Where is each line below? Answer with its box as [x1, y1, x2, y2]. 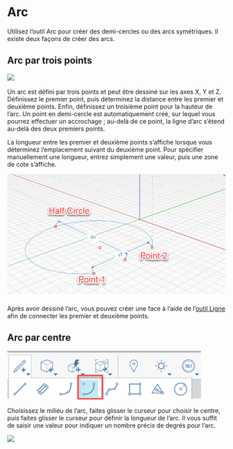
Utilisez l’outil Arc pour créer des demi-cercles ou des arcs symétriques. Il [7, 27, 218, 35]
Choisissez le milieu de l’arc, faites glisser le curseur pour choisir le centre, [7, 406, 221, 414]
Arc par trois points [7, 55, 92, 67]
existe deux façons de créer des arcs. [7, 34, 115, 42]
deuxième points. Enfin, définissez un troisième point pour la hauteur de [7, 102, 213, 111]
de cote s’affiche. [7, 160, 57, 168]
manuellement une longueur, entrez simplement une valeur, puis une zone [7, 152, 218, 161]
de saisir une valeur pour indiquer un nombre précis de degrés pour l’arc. [7, 421, 216, 430]
